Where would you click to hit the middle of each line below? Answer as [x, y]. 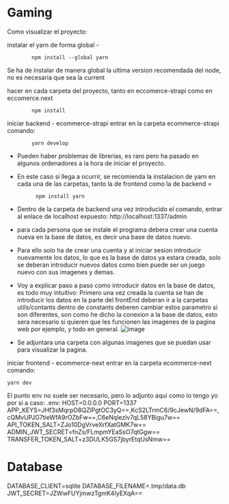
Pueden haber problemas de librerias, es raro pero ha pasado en [108, 156]
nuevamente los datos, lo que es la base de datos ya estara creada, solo [119, 257]
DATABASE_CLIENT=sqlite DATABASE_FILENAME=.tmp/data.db [96, 485]
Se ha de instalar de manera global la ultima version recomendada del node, [114, 70]
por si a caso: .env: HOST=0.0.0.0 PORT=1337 [72, 403]
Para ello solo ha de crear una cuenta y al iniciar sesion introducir [109, 250]
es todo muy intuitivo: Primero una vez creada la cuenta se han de [110, 292]
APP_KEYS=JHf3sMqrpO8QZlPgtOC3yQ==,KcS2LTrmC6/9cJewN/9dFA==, [113, 410]
